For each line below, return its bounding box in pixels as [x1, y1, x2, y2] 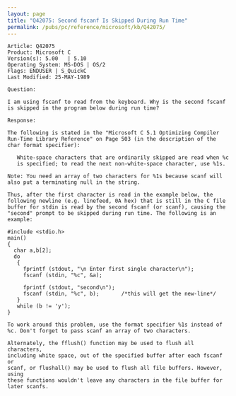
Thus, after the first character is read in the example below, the [7, 192, 213, 199]
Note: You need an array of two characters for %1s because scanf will [7, 173, 223, 180]
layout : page [7, 10, 46, 18]
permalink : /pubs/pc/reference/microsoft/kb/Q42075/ [7, 23, 166, 30]
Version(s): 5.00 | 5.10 [7, 55, 87, 62]
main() [7, 235, 27, 242]
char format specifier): [7, 142, 81, 149]
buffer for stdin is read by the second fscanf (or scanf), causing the [7, 204, 226, 211]
